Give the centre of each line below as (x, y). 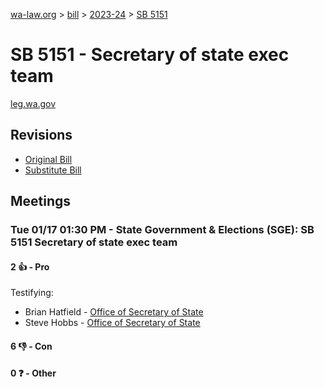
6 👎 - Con (31, 346)
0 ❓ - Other (33, 373)
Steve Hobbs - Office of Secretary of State (112, 323)
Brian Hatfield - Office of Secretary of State (114, 312)
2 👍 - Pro (30, 266)
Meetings (41, 201)
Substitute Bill (53, 170)
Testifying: (32, 293)
